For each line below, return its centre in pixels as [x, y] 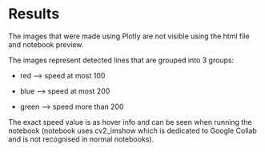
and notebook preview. [46, 44]
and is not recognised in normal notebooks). [81, 139]
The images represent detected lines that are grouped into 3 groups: [121, 60]
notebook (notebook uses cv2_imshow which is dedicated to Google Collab [133, 130]
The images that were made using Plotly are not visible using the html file [129, 36]
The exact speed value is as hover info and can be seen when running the [130, 122]
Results [34, 14]
